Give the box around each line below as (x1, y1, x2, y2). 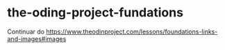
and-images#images (7, 34, 67, 42)
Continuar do (7, 27, 45, 36)
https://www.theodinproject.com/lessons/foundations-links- (46, 27, 218, 36)
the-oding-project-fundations (7, 5, 184, 21)
